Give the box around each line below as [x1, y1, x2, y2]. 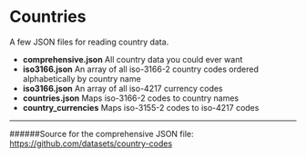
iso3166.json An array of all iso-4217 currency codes [22, 83, 223, 94]
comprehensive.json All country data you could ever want [22, 54, 243, 64]
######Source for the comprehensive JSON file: [9, 128, 194, 139]
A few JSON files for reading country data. [9, 36, 169, 47]
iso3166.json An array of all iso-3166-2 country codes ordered [22, 64, 260, 74]
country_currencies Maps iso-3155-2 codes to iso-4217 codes [22, 102, 260, 113]
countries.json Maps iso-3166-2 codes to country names [22, 93, 240, 104]
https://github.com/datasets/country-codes [9, 138, 173, 149]
